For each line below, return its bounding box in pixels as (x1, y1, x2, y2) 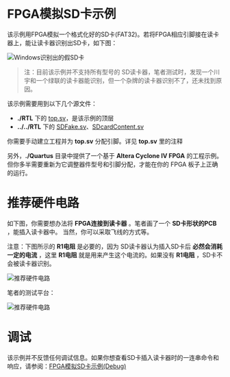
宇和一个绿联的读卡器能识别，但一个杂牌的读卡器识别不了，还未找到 (23, 76, 216, 84)
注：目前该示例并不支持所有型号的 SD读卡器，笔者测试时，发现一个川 (23, 68, 220, 76)
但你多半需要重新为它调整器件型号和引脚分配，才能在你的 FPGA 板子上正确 (7, 160, 218, 168)
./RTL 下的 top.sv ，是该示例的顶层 (16, 114, 114, 122)
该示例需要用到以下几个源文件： (7, 99, 97, 107)
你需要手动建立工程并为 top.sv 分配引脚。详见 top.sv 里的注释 (7, 137, 183, 145)
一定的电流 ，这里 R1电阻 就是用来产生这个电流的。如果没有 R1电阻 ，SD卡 (7, 250, 217, 259)
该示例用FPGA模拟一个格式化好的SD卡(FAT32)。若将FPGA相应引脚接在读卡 (7, 30, 219, 38)
